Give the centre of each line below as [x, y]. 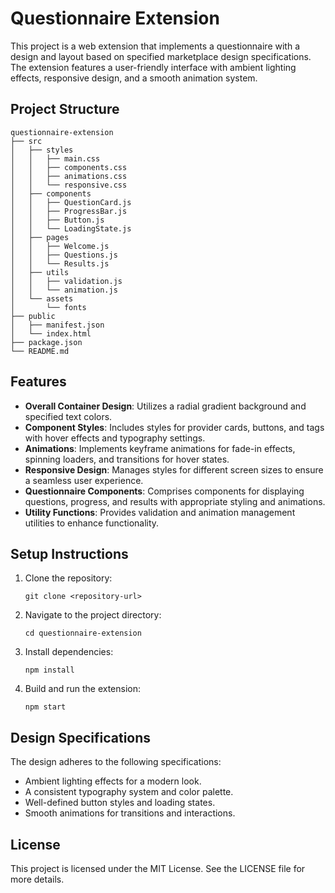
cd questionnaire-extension [83, 633]
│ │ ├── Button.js [57, 220]
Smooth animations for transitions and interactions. [130, 813]
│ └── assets [42, 298]
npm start [45, 707]
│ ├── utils [40, 272]
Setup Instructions [69, 553]
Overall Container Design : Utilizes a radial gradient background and [165, 406]
